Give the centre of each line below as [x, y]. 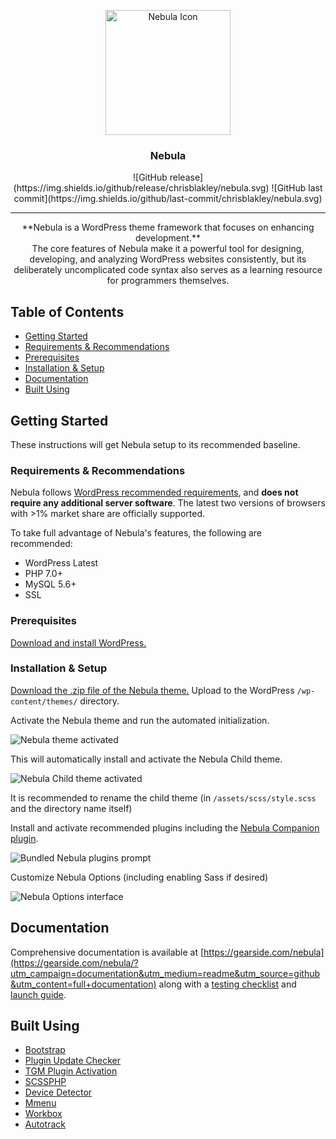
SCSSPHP [45, 1082]
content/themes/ [44, 701]
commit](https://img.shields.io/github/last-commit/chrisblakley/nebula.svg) [168, 199]
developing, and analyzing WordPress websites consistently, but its [168, 259]
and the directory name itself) [71, 808]
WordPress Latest [61, 563]
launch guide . [38, 994]
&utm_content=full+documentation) [83, 984]
